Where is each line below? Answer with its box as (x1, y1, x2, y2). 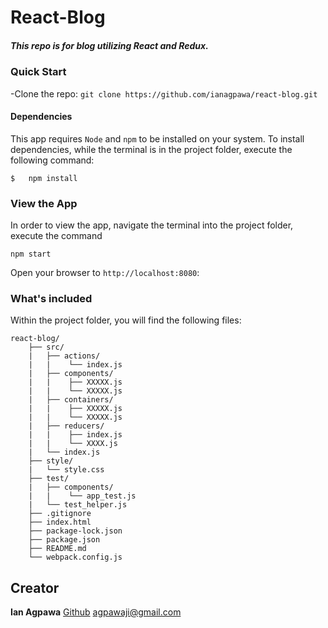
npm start (10, 249, 52, 260)
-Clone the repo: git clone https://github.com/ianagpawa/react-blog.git (10, 87, 318, 100)
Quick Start (10, 65, 67, 79)
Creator (10, 579, 60, 596)
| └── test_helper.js (28, 500, 128, 510)
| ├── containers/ (28, 395, 114, 405)
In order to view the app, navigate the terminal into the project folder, (10, 219, 294, 231)
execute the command (10, 230, 103, 242)
